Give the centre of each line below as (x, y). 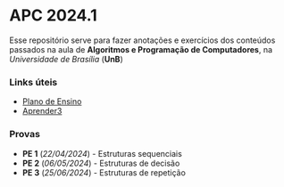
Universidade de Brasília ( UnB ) (66, 59)
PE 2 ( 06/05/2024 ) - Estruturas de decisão (101, 163)
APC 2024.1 (53, 16)
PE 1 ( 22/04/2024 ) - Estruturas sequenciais (102, 153)
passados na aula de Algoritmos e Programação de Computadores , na (141, 49)
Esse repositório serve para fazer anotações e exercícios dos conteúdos (142, 40)
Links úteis (33, 82)
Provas (25, 134)
